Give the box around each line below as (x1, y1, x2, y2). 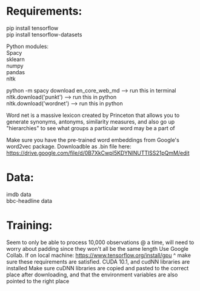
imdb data (6, 191, 32, 198)
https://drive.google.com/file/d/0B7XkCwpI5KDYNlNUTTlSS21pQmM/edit (6, 149, 190, 156)
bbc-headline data (6, 197, 53, 205)
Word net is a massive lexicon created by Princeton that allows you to (6, 111, 180, 119)
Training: (6, 219, 53, 233)
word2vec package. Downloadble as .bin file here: (6, 142, 132, 150)
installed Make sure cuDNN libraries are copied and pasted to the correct (6, 264, 189, 272)
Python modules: (6, 43, 48, 50)
